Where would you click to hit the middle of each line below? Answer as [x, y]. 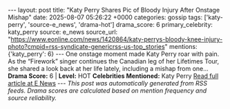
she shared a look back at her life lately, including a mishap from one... [108, 69]
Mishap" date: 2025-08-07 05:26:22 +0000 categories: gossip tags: [105, 17]
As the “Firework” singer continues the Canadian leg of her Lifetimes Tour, [114, 61]
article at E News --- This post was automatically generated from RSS [108, 83]
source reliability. [32, 98]
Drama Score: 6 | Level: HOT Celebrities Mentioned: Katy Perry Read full [113, 76]
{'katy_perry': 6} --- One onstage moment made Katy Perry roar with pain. [114, 54]
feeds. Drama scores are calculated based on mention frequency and [107, 90]
